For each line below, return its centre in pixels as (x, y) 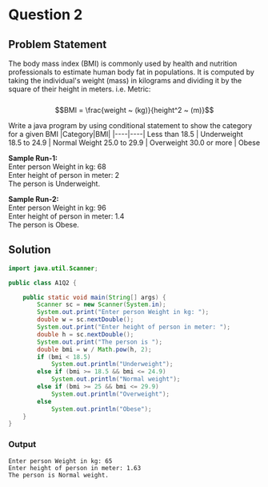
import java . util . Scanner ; (53, 268)
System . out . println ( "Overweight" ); (110, 394)
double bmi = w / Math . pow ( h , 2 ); (94, 349)
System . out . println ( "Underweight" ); (112, 364)
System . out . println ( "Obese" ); (101, 409)
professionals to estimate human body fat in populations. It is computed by (131, 72)
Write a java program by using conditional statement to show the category (130, 125)
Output (22, 445)
